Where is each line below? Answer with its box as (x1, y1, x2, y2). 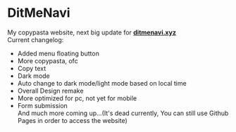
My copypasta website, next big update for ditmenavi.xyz (7, 28, 176, 37)
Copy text (17, 64, 46, 72)
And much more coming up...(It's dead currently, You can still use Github (17, 109, 229, 117)
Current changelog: (7, 35, 64, 44)
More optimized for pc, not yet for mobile (17, 93, 137, 103)
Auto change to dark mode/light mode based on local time (17, 79, 187, 87)
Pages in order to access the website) (17, 116, 128, 124)
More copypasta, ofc (17, 56, 79, 65)
